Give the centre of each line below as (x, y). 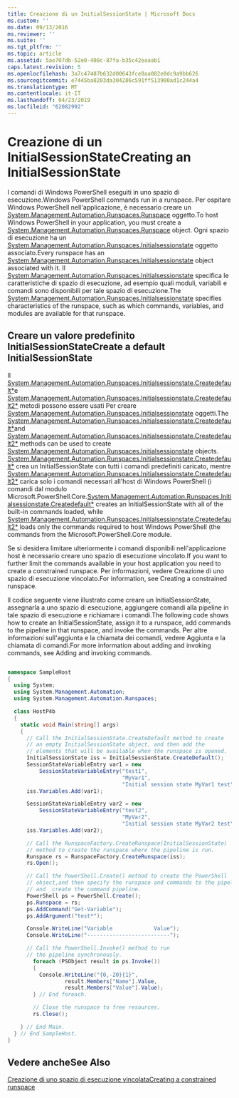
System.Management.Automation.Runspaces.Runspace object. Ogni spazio (118, 230)
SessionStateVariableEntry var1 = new (84, 764)
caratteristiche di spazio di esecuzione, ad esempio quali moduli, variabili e (117, 283)
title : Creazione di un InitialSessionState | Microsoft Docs (101, 14)
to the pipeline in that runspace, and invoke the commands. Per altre (107, 630)
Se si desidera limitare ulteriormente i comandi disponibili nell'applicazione (117, 548)
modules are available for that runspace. (67, 313)
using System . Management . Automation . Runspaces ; (86, 699)
